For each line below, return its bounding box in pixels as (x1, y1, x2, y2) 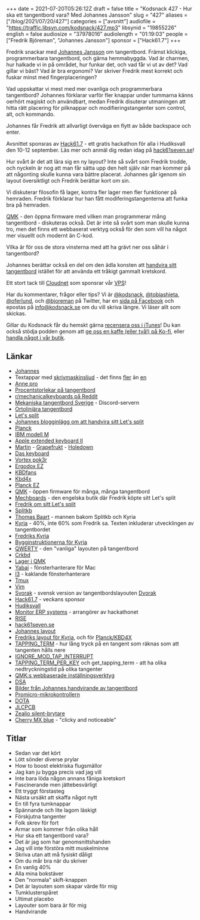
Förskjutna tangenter (14, 813, 67, 820)
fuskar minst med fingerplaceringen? (6, 74, 97, 81)
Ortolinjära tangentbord (14, 405, 73, 413)
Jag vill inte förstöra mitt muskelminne (14, 844, 109, 851)
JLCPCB (14, 703, 36, 710)
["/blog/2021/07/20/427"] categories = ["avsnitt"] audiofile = (6, 18, 156, 24)
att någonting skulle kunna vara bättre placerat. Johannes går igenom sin (6, 171, 186, 178)
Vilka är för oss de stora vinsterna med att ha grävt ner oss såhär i (6, 244, 169, 250)
